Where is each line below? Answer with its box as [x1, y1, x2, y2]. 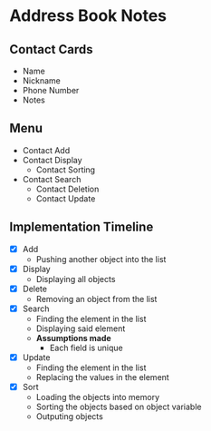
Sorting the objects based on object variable [35, 401, 202, 412]
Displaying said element [35, 323, 126, 334]
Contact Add [22, 144, 71, 155]
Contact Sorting [35, 164, 96, 175]
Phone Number [22, 85, 80, 95]
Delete [22, 283, 48, 294]
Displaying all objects [35, 273, 116, 284]
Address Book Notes [9, 5, 168, 26]
